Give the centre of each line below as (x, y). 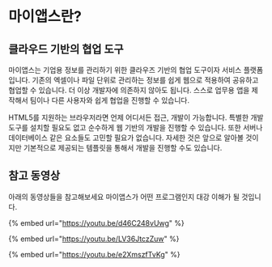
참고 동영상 (34, 176)
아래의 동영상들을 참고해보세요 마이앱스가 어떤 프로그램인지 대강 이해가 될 (124, 197)
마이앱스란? (45, 17)
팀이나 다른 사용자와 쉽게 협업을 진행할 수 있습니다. (110, 100)
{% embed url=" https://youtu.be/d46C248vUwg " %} (96, 222)
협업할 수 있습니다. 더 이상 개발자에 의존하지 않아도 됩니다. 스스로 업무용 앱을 (129, 90)
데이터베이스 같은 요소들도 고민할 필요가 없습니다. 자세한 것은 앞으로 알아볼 (126, 138)
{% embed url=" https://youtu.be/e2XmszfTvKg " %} (94, 254)
